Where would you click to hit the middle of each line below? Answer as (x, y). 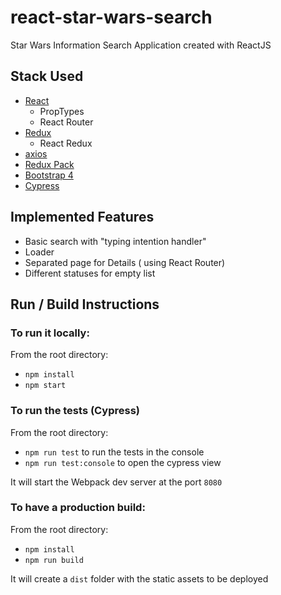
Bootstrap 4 (49, 175)
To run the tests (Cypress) (75, 411)
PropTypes (62, 111)
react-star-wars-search (111, 17)
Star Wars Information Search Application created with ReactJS (141, 45)
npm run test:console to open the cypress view (123, 462)
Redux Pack (49, 164)
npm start (45, 386)
